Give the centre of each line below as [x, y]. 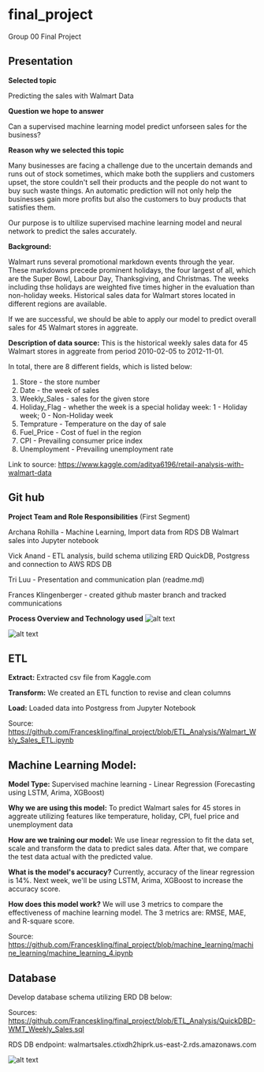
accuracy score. [34, 889]
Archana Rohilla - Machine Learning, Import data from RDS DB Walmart [123, 532]
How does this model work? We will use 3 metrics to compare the [115, 904]
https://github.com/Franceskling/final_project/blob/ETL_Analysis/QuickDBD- [132, 1021]
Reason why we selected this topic [66, 150]
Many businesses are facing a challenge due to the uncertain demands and [130, 165]
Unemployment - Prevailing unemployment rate [96, 449]
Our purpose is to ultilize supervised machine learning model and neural [125, 222]
